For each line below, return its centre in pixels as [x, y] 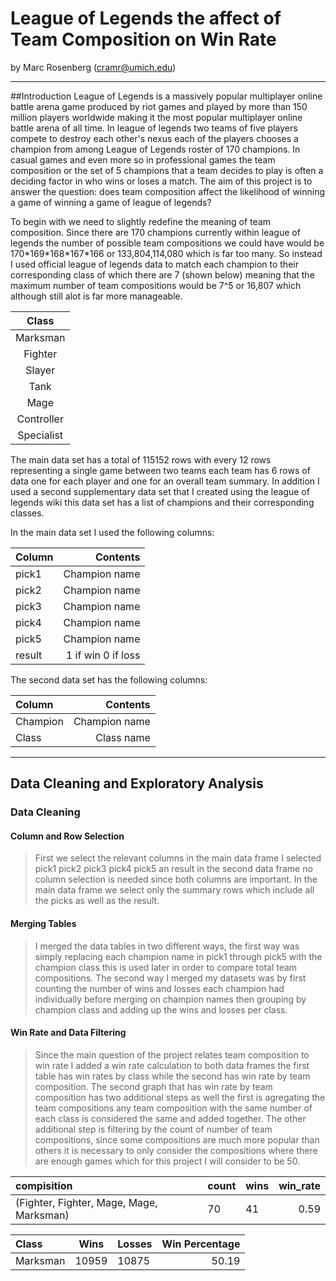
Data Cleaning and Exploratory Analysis [137, 783]
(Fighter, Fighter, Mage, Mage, [86, 1202]
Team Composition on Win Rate [143, 39]
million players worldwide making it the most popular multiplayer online [156, 117]
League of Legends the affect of [146, 18]
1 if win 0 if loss [103, 655]
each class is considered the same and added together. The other [170, 1118]
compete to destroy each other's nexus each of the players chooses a [154, 138]
